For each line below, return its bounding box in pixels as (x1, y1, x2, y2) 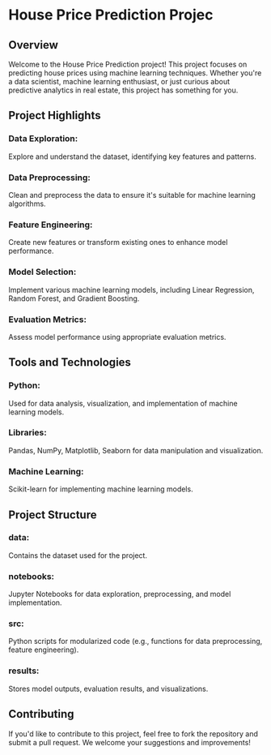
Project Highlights (8, 109, 101, 122)
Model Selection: (8, 266, 77, 277)
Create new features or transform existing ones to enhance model (8, 238, 228, 247)
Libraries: (8, 427, 47, 439)
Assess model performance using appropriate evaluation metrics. (8, 332, 227, 341)
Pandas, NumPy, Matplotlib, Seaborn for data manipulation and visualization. (8, 445, 264, 455)
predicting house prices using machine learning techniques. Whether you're (8, 68, 262, 78)
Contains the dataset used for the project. (8, 550, 148, 560)
